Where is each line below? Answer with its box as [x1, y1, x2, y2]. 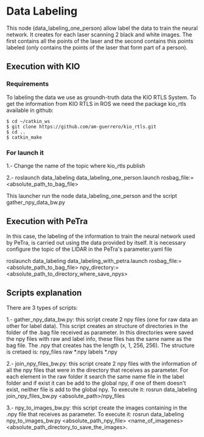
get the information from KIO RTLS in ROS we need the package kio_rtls [6, 100, 187, 107]
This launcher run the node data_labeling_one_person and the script [6, 192, 177, 199]
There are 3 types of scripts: [6, 304, 78, 311]
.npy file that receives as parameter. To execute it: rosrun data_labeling [6, 410, 185, 418]
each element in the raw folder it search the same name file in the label [6, 372, 185, 380]
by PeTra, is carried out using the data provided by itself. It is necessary [6, 239, 186, 246]
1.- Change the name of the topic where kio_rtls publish [6, 162, 146, 169]
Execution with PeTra [6, 216, 88, 226]
